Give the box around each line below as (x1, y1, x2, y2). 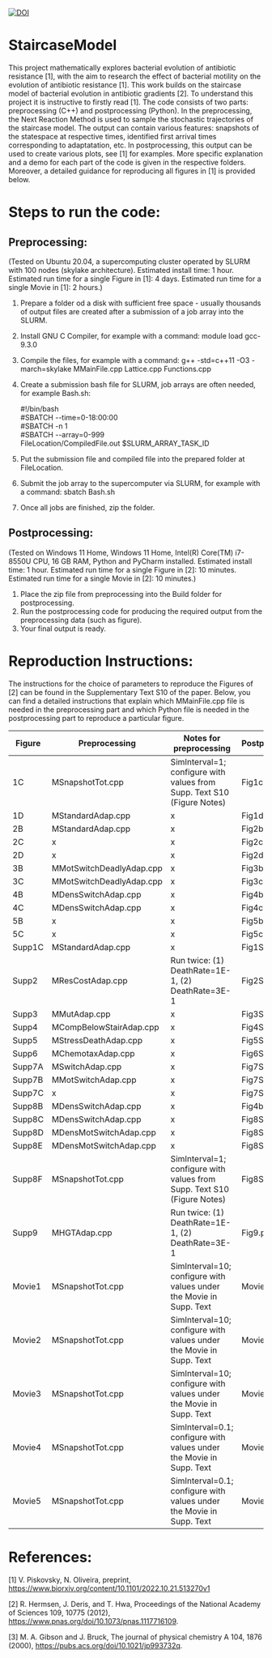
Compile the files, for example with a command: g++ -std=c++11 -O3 (19, 355, 250, 364)
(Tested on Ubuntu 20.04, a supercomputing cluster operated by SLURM (8, 256, 251, 266)
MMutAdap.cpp (51, 1008, 111, 1020)
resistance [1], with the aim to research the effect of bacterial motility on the (8, 71, 261, 81)
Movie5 (12, 1495, 42, 1507)
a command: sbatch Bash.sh (19, 487, 116, 497)
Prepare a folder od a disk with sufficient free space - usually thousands (19, 298, 261, 308)
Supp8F (12, 1173, 43, 1184)
